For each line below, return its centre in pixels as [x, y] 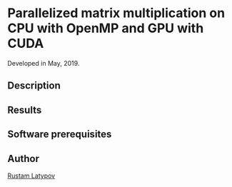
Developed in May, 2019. [44, 63]
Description [34, 86]
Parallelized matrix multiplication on [116, 13]
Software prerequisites [60, 135]
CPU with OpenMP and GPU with [106, 28]
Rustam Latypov [31, 176]
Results [25, 110]
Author [23, 158]
